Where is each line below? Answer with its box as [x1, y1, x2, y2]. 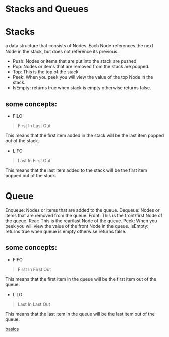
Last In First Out [17, 157, 51, 163]
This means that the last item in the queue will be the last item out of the [5, 311, 155, 317]
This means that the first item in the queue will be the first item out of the [5, 276, 157, 282]
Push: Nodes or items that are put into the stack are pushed [12, 58, 137, 64]
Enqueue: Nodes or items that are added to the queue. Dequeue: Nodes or [5, 207, 160, 213]
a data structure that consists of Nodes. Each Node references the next [5, 43, 154, 49]
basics [5, 326, 19, 332]
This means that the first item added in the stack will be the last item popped [5, 132, 164, 138]
